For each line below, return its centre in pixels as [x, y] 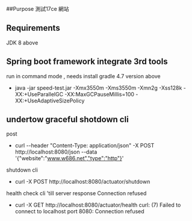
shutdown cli [22, 170]
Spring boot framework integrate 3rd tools [87, 62]
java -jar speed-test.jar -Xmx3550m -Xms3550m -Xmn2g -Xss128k [98, 88]
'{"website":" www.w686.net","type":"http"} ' [69, 158]
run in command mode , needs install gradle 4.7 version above [83, 76]
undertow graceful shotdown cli [68, 120]
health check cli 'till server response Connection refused [76, 193]
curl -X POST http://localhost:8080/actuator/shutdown [82, 182]
